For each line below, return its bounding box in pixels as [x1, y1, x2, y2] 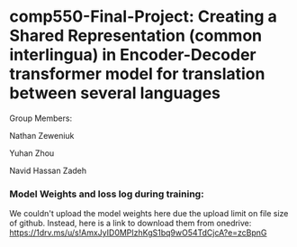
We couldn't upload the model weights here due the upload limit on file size [9, 208, 289, 219]
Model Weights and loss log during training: [9, 188, 204, 200]
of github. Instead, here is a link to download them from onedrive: [9, 218, 252, 229]
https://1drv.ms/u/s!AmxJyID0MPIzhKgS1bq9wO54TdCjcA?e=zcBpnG [9, 227, 267, 238]
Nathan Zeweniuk [9, 130, 75, 141]
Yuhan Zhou [9, 147, 55, 159]
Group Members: [9, 113, 73, 123]
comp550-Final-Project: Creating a [9, 6, 277, 27]
